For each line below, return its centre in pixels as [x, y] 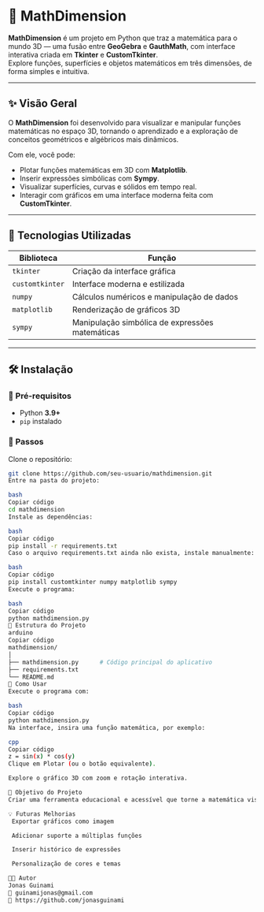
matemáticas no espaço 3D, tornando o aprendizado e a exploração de [123, 131]
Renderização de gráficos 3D [126, 309]
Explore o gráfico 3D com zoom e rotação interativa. [98, 778]
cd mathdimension [37, 510]
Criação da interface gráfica [124, 271]
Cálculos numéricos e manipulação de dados [155, 296]
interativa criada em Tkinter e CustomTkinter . [83, 54]
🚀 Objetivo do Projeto [45, 793]
